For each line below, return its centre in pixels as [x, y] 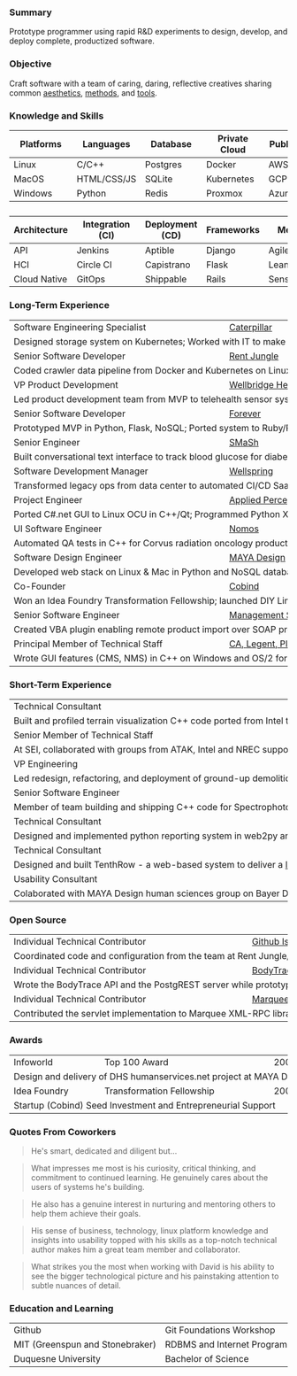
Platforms [41, 143]
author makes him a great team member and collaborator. [135, 1249]
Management [256, 615]
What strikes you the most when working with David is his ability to [152, 1266]
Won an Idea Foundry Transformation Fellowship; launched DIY [145, 600]
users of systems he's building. [88, 1187]
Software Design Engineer [68, 557]
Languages [107, 143]
